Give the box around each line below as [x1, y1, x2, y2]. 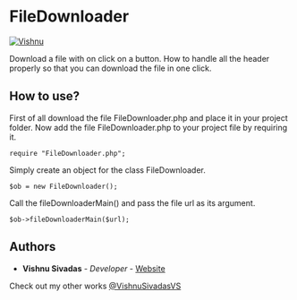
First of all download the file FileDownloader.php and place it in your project [9, 112, 288, 123]
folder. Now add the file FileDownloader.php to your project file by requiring [9, 122, 288, 133]
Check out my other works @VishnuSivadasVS [9, 280, 182, 291]
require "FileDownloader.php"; [9, 149, 126, 158]
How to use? [9, 89, 81, 104]
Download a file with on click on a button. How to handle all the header [9, 53, 270, 64]
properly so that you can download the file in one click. [9, 63, 212, 73]
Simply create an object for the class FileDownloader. [9, 164, 206, 176]
